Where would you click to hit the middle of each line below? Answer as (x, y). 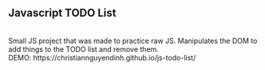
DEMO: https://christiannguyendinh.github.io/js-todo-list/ (102, 57)
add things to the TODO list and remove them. (84, 49)
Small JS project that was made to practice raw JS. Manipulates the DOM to (133, 41)
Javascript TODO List (62, 13)
